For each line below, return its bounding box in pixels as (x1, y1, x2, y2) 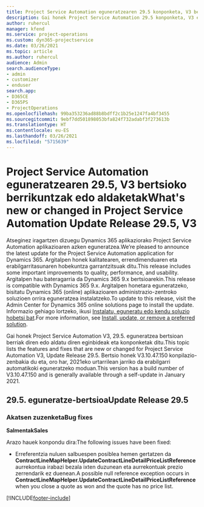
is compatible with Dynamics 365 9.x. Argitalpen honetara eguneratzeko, (6, 282, 189, 289)
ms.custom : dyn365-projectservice (6, 37, 94, 43)
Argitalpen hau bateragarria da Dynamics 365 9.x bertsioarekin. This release (6, 275, 195, 282)
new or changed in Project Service (6, 203, 183, 217)
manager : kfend (6, 26, 45, 32)
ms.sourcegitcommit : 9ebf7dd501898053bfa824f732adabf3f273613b (6, 116, 170, 122)
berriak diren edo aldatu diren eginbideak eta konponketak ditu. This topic (6, 338, 190, 346)
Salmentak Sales (6, 427, 49, 434)
